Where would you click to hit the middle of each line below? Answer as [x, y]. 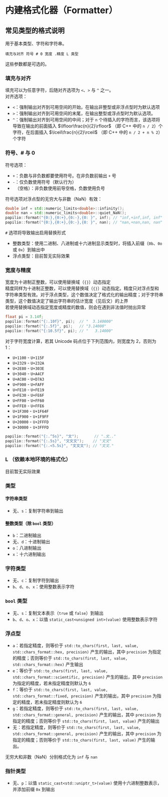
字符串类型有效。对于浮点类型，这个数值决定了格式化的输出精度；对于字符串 [84, 295]
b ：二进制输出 [27, 535]
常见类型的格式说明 [35, 30]
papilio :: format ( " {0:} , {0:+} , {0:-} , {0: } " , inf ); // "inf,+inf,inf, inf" [84, 218]
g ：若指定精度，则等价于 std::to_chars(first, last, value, [75, 708]
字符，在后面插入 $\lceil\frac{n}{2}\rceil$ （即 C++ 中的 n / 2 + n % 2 [85, 132]
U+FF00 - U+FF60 [28, 400]
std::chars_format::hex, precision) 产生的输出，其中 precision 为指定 [87, 652]
